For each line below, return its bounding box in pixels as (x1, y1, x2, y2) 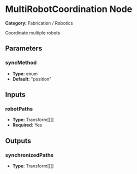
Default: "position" (12, 76, 51, 82)
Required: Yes (12, 122, 42, 128)
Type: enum (12, 70, 38, 76)
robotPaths (5, 105, 33, 112)
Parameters (5, 44, 42, 53)
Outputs (5, 136, 31, 145)
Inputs (5, 90, 26, 99)
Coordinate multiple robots (5, 29, 60, 35)
